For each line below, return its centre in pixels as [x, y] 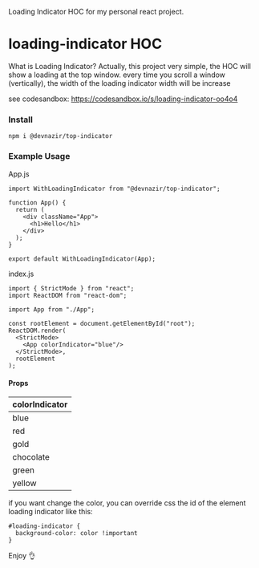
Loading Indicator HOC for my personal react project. [96, 12]
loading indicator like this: [51, 511]
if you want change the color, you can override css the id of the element [127, 503]
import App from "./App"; [51, 309]
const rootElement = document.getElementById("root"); [102, 323]
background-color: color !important [77, 533]
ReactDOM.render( [37, 331]
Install [21, 120]
